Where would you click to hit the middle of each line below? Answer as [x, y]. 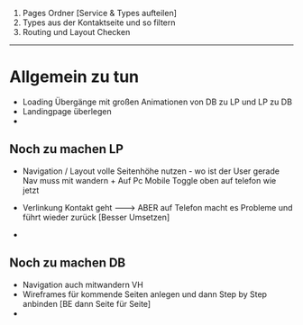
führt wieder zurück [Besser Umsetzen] [96, 217]
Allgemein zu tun [74, 77]
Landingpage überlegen [67, 111]
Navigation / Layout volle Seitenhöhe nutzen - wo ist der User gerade [151, 171]
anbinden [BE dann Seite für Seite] [87, 303]
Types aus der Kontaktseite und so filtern [99, 23]
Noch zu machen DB [68, 263]
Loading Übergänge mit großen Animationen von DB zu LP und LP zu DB [157, 102]
